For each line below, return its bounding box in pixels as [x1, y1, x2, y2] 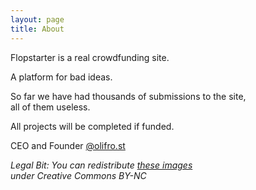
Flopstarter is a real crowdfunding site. [10, 51, 170, 63]
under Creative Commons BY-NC [10, 169, 147, 181]
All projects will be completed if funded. [10, 120, 175, 132]
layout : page [10, 14, 65, 25]
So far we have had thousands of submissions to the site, [10, 90, 247, 102]
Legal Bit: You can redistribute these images [10, 159, 193, 171]
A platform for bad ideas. [10, 71, 113, 83]
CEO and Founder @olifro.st [10, 139, 126, 151]
